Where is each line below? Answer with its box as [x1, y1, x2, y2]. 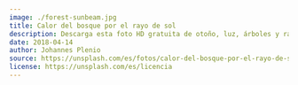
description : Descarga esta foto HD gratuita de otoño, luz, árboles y [9, 29, 279, 38]
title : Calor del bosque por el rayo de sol [9, 21, 176, 30]
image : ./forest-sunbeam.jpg [9, 12, 117, 22]
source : [9, 54, 38, 63]
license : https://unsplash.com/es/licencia [9, 63, 173, 72]
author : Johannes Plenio [9, 46, 101, 55]
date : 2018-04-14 [9, 37, 74, 47]
